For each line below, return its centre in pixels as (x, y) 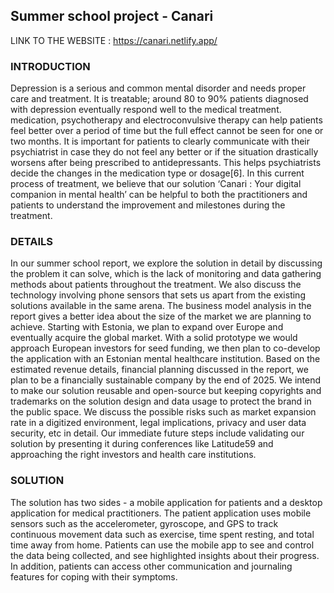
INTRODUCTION (50, 66)
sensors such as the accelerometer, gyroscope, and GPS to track (144, 523)
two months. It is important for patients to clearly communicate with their (160, 141)
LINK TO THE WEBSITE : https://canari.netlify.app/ (114, 40)
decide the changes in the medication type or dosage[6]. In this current (157, 173)
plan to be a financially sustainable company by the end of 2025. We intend (166, 380)
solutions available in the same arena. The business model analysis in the (161, 306)
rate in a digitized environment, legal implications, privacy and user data (158, 423)
